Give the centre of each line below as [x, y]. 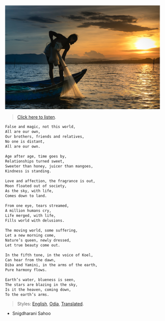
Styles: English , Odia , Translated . [51, 304]
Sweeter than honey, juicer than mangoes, [49, 166]
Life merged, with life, [30, 215]
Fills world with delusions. [35, 220]
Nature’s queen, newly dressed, [38, 240]
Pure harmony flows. [26, 270]
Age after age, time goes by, [36, 156]
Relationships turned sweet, [35, 161]
